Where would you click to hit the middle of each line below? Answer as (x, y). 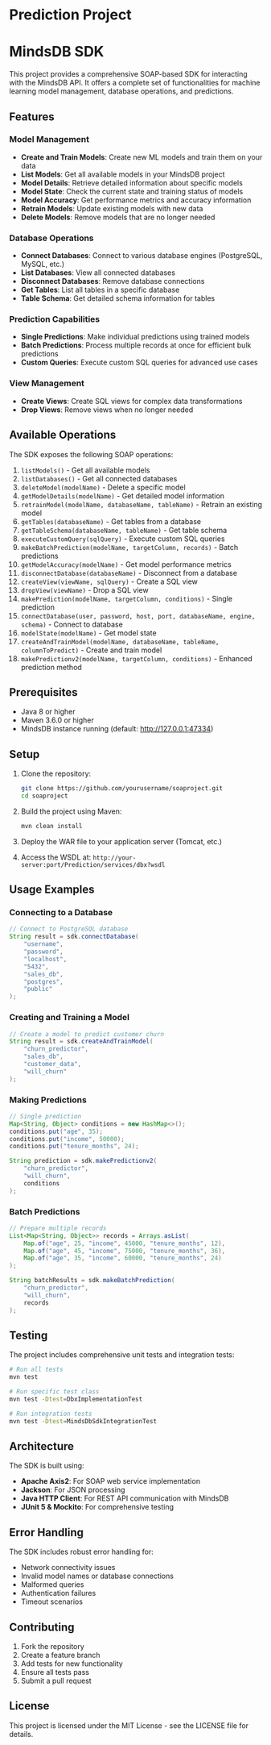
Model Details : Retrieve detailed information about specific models (132, 182)
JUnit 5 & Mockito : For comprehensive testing (97, 1507)
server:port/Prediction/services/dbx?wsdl (93, 864)
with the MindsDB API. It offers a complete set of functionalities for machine (135, 83)
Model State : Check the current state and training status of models (132, 191)
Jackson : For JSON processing (73, 1490)
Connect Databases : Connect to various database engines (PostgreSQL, (142, 256)
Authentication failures (58, 1593)
